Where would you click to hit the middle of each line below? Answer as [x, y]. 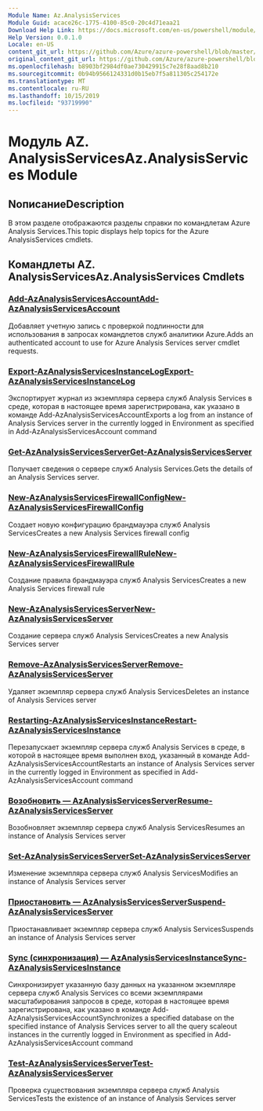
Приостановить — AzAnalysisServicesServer [98, 902]
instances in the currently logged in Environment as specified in [111, 1035]
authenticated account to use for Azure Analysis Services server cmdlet [124, 342]
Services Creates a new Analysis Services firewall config [99, 533]
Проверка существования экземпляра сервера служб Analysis [114, 1090]
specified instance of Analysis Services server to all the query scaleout [122, 1026]
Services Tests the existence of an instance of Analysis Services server [122, 1098]
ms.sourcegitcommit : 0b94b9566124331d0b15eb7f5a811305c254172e [113, 74]
